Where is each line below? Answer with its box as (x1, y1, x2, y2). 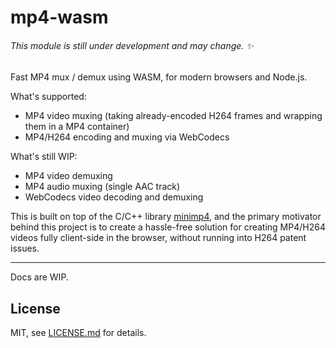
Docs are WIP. (10, 271, 69, 283)
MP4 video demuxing (24, 170, 113, 182)
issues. (10, 242, 40, 255)
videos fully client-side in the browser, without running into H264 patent (10, 232, 307, 244)
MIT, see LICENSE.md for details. (10, 327, 147, 339)
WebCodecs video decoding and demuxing (24, 191, 204, 203)
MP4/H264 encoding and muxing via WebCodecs (24, 131, 230, 143)
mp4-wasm (10, 6, 109, 29)
